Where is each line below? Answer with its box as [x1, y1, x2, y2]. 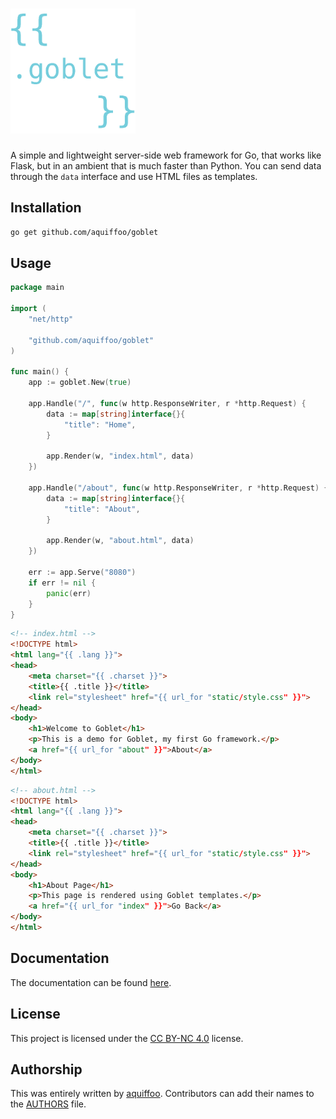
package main [10, 283, 65, 293]
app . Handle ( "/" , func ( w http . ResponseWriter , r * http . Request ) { [28, 399, 307, 409]
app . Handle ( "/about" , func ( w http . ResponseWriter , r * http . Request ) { [28, 483, 329, 493]
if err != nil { [28, 578, 97, 588]
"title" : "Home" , [63, 419, 137, 430]
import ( [10, 304, 47, 314]
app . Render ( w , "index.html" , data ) [46, 451, 195, 462]
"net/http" [28, 314, 74, 325]
